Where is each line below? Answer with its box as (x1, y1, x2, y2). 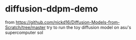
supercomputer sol (5, 29, 43, 35)
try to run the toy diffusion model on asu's (46, 24, 131, 30)
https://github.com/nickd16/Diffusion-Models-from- (15, 19, 120, 25)
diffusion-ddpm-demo (5, 3, 98, 14)
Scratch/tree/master (5, 24, 46, 30)
